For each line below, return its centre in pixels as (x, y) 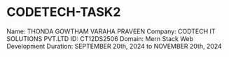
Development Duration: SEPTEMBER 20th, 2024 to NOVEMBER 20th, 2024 (114, 46)
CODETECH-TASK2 (64, 12)
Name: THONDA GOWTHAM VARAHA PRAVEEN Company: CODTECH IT (111, 31)
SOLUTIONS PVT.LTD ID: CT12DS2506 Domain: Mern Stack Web (100, 38)
